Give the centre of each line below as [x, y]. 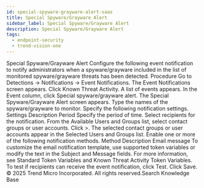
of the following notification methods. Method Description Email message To [102, 141]
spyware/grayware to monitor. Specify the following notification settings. [97, 108]
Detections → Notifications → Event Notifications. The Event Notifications [98, 82]
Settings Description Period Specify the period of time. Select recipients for [101, 115]
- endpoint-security [38, 40]
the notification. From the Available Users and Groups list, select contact [97, 121]
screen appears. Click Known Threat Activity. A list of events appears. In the [102, 89]
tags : [13, 35]
